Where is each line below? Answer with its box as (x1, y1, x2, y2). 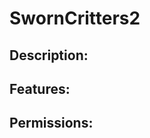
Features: (9, 80, 71, 97)
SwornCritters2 (9, 7, 141, 30)
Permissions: (9, 115, 94, 132)
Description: (9, 47, 89, 64)
